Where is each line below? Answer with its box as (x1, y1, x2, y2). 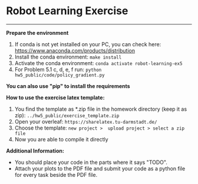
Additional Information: (6, 147, 65, 154)
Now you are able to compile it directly (14, 135, 108, 143)
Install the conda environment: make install (14, 53, 122, 60)
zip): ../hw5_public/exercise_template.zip (14, 111, 120, 119)
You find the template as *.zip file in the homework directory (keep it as (14, 105, 187, 112)
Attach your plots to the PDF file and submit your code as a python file (14, 164, 186, 172)
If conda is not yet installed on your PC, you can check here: (14, 40, 161, 48)
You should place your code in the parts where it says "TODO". (14, 159, 168, 166)
